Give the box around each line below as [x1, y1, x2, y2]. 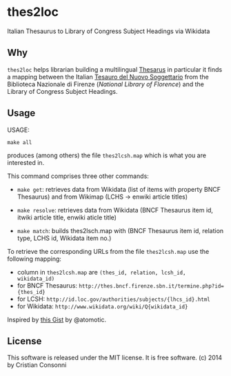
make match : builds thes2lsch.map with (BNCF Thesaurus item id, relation [17, 226, 224, 235]
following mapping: [7, 255, 62, 263]
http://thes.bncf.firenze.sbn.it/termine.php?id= [79, 282, 224, 290]
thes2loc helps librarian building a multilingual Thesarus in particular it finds [7, 65, 223, 73]
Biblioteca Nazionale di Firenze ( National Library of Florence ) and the [7, 80, 205, 88]
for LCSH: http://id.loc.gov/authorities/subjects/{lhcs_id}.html [17, 295, 210, 303]
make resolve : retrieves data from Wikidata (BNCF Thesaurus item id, [17, 206, 214, 214]
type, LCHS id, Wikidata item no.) [17, 234, 112, 242]
